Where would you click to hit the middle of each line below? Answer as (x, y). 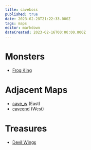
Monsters (25, 57)
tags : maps (16, 23)
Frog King (22, 70)
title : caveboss (21, 10)
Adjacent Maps (36, 90)
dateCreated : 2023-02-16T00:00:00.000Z (45, 32)
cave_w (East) (26, 103)
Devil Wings (24, 142)
